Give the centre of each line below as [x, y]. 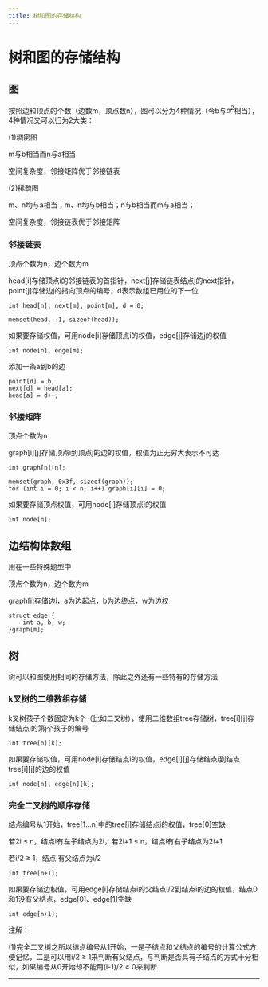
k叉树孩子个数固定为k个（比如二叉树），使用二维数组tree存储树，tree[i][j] [128, 718]
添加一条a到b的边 [37, 366]
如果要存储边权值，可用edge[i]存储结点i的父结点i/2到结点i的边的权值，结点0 [133, 889]
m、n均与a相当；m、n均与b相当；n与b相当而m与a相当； [102, 205]
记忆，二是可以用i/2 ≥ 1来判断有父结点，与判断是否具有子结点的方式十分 [133, 957]
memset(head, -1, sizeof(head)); [64, 320]
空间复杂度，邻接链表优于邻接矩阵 [64, 222]
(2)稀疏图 [24, 188]
